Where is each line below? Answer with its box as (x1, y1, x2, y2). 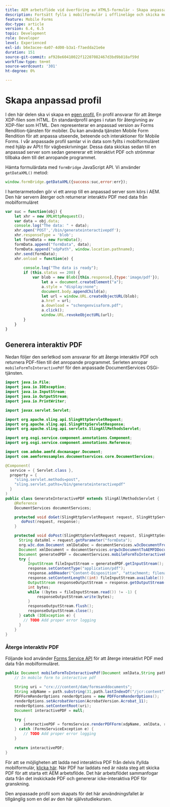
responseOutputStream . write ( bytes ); (37, 594, 114, 599)
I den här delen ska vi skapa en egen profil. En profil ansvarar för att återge (5, 111, 162, 117)
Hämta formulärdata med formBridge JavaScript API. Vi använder (5, 164, 141, 170)
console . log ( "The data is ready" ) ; (23, 265, 99, 271)
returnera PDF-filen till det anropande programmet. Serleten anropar (5, 360, 148, 366)
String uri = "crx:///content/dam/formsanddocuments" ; (14, 685, 133, 690)
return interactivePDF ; (14, 745, 65, 750)
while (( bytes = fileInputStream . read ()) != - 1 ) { (27, 590, 137, 595)
